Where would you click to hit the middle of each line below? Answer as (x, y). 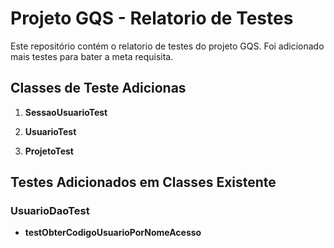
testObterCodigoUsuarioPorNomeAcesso (113, 233)
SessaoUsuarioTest (66, 112)
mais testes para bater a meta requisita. (92, 56)
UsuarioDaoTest (50, 211)
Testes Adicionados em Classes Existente (143, 182)
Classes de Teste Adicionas (98, 88)
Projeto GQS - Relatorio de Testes (152, 18)
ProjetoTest (49, 151)
